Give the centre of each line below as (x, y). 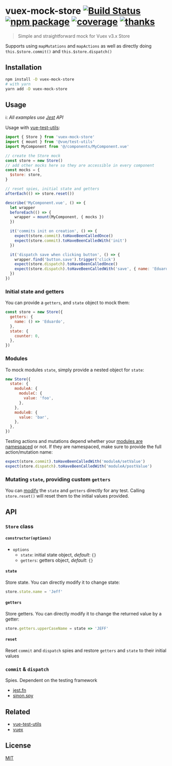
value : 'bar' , (34, 417)
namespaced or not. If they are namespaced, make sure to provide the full (83, 447)
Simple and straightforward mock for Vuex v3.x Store (74, 36)
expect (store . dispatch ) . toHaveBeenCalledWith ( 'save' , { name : (82, 269)
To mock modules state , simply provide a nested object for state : (75, 370)
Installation (24, 67)
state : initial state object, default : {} (58, 555)
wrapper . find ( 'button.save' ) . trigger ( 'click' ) (65, 259)
